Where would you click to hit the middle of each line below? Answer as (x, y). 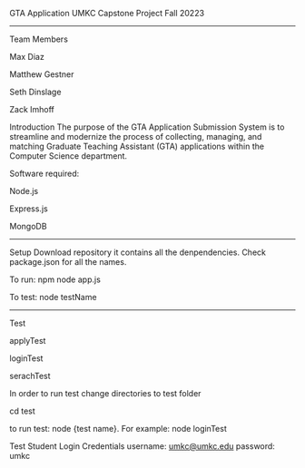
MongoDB (28, 226)
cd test (23, 411)
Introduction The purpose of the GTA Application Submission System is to (147, 127)
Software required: (44, 173)
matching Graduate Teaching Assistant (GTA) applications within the (137, 146)
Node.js (24, 191)
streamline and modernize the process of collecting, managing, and (136, 136)
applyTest (28, 341)
